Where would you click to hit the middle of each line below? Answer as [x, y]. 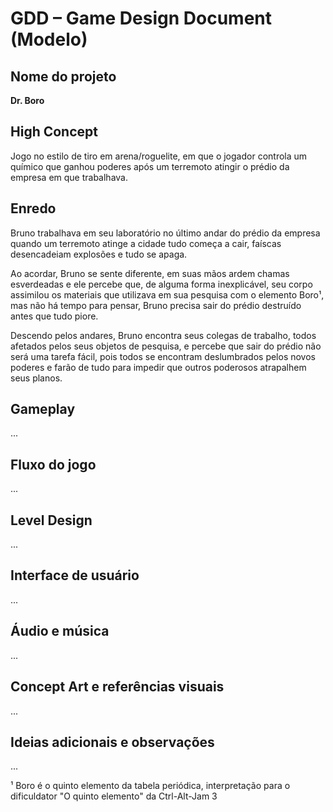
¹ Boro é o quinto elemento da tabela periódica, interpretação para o [150, 786]
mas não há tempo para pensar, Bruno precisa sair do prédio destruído [156, 305]
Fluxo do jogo [53, 464]
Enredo [33, 208]
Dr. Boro [27, 100]
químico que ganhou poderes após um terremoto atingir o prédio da [150, 166]
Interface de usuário [75, 575]
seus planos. [36, 378]
